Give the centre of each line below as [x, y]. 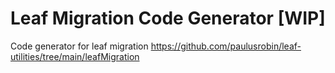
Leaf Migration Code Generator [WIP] [168, 18]
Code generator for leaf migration [79, 46]
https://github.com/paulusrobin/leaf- [226, 46]
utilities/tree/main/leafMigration [75, 56]
